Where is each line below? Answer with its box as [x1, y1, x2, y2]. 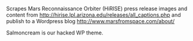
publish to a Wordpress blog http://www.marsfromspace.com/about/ [6, 18, 175, 24]
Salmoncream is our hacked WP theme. [6, 29, 103, 36]
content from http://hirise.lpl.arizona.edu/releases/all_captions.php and [6, 11, 181, 18]
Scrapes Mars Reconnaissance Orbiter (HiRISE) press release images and [6, 5, 188, 12]
